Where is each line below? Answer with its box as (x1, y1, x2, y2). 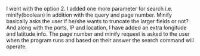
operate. (6, 43, 27, 50)
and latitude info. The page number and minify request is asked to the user (6, 30, 190, 38)
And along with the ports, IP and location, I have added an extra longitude (6, 24, 187, 31)
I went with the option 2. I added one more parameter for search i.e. (6, 5, 173, 12)
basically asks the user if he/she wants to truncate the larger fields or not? (6, 18, 189, 24)
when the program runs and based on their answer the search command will (6, 37, 194, 43)
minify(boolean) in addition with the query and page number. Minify (6, 11, 172, 18)
